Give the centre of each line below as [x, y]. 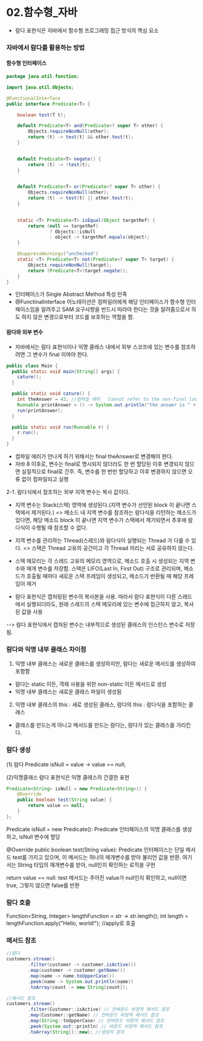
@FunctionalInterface [34, 98]
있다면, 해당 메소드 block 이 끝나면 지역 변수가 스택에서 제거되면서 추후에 [101, 520]
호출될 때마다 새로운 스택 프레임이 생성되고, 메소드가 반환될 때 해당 [105, 576]
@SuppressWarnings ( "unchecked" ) [58, 254]
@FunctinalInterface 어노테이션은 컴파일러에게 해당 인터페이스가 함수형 [100, 302]
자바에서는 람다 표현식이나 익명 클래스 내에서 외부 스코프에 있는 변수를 [97, 347]
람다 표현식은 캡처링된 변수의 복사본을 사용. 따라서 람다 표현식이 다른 [95, 597]
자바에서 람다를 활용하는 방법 [46, 47]
